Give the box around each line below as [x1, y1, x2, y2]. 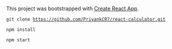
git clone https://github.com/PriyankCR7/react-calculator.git [6, 17, 166, 22]
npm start [6, 37, 31, 43]
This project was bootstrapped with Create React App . [6, 5, 139, 12]
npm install [6, 27, 36, 32]
